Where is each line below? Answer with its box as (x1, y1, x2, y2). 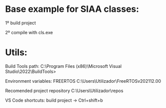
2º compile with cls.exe (5, 29, 53, 35)
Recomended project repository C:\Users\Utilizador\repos (5, 88, 123, 94)
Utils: (5, 47, 27, 58)
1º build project (5, 20, 36, 26)
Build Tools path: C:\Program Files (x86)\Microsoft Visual (5, 63, 122, 69)
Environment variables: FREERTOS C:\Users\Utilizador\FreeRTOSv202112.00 (5, 78, 162, 84)
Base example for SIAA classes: (5, 3, 139, 15)
